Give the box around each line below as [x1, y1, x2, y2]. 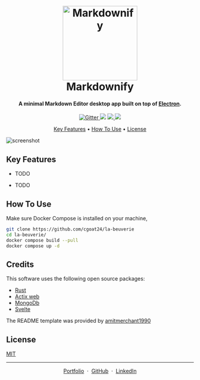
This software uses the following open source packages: [6, 275, 145, 282]
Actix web [14, 293, 40, 300]
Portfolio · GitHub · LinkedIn [63, 367, 137, 375]
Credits [6, 259, 35, 269]
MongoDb [14, 300, 40, 307]
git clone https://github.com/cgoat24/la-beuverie [6, 226, 135, 232]
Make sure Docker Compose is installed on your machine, [6, 215, 148, 222]
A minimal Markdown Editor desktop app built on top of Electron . [18, 100, 182, 107]
